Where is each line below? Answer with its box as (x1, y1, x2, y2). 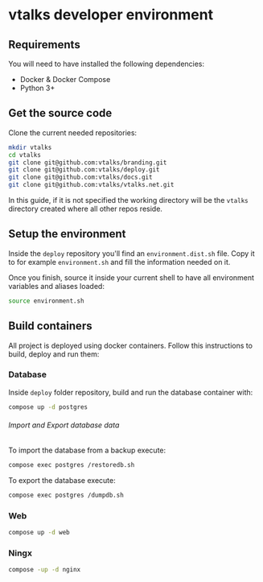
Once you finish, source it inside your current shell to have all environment (8, 272, 255, 283)
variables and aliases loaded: (8, 281, 105, 291)
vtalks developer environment (8, 6, 214, 24)
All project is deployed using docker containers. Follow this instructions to (8, 341, 253, 350)
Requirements (8, 38, 80, 52)
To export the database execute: (8, 475, 116, 485)
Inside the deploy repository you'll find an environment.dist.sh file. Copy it (8, 248, 255, 258)
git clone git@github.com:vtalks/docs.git (8, 173, 153, 182)
